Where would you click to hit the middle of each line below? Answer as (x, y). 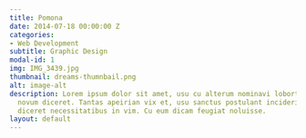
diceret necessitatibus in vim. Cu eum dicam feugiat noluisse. (142, 111)
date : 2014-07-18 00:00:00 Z (65, 26)
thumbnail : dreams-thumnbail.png (73, 77)
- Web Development (44, 43)
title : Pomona (36, 18)
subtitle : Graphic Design (58, 52)
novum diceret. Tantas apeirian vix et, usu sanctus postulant (140, 102)
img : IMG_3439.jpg (44, 69)
